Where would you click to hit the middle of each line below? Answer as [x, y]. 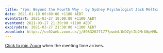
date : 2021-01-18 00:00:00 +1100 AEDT [44, 14]
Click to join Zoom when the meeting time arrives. [55, 46]
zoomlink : [15, 32]
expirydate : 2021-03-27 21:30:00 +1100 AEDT [51, 27]
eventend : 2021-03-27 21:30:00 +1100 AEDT [49, 23]
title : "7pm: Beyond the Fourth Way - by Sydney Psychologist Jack [75, 9]
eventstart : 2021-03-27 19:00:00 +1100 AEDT [51, 18]
